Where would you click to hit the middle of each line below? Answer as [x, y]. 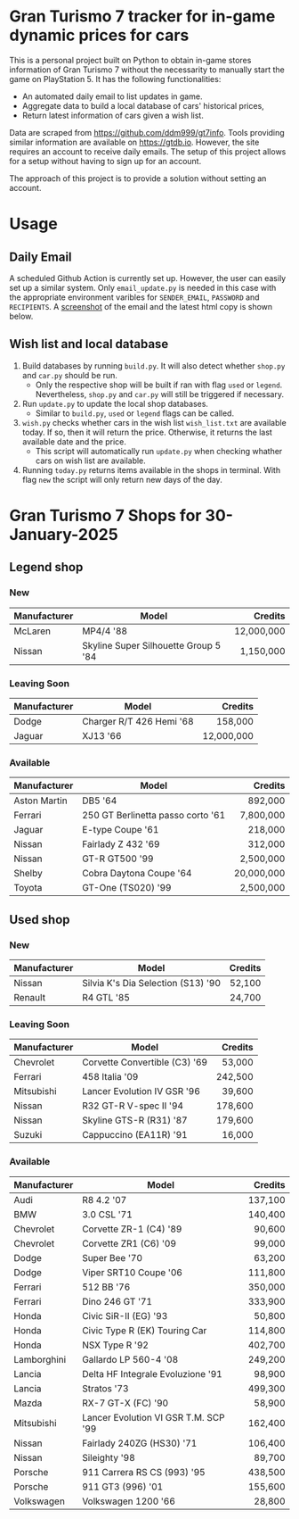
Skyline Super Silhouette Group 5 [151, 645]
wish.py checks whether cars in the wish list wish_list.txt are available [154, 422]
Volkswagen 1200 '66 [129, 1501]
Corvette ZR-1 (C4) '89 [132, 1229]
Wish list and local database [89, 344]
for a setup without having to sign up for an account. [105, 161]
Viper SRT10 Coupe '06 [132, 1272]
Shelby [28, 874]
